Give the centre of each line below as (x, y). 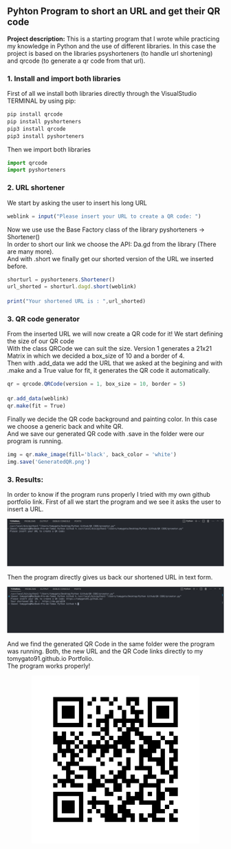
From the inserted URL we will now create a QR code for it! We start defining (115, 334)
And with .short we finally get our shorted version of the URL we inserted (111, 258)
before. (18, 266)
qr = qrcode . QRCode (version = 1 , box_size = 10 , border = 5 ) (97, 384)
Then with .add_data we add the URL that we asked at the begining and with (115, 363)
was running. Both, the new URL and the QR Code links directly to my (105, 651)
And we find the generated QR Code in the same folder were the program (111, 644)
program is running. (35, 441)
